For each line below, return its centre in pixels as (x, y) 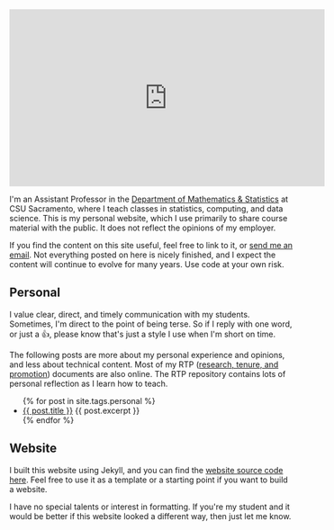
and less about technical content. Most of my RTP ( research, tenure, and (144, 364)
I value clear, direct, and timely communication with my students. (130, 314)
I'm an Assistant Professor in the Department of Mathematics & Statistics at (149, 199)
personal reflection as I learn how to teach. (89, 383)
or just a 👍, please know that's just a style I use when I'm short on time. (143, 334)
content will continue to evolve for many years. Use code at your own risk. (147, 264)
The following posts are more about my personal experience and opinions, (147, 355)
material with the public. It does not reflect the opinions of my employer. (143, 228)
